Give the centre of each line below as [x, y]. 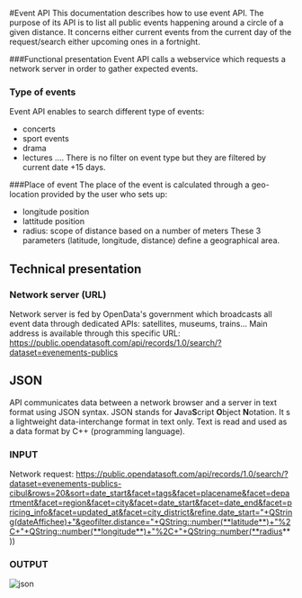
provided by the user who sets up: [104, 195]
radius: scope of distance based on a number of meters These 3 [142, 231]
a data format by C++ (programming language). [98, 430]
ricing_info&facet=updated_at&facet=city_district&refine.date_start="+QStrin [151, 512]
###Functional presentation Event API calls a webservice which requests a [147, 59]
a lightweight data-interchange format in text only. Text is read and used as [148, 421]
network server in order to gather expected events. [104, 68]
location [24, 195]
